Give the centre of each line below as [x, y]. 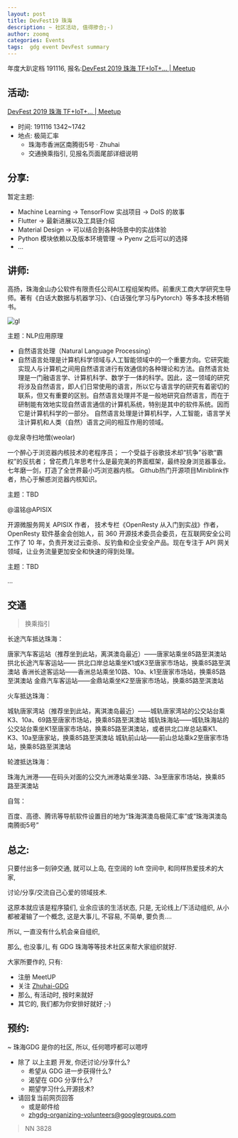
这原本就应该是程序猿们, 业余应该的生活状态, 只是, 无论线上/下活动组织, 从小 [118, 908]
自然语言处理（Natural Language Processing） [86, 351]
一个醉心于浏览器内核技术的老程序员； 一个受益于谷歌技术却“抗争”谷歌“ [112, 453]
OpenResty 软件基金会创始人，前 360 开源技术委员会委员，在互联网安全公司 [119, 534]
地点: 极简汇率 [38, 135]
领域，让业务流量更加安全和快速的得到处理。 [73, 552]
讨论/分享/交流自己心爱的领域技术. [58, 893]
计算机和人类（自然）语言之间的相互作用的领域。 [96, 422]
